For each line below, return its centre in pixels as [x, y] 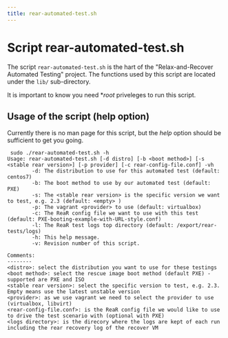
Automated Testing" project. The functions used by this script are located [111, 74]
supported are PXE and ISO [46, 280]
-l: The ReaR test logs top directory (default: [103, 226]
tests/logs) [24, 232]
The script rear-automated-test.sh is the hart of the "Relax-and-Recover [110, 67]
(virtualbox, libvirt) [40, 304]
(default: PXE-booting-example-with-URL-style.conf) [84, 219]
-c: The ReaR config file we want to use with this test [115, 213]
